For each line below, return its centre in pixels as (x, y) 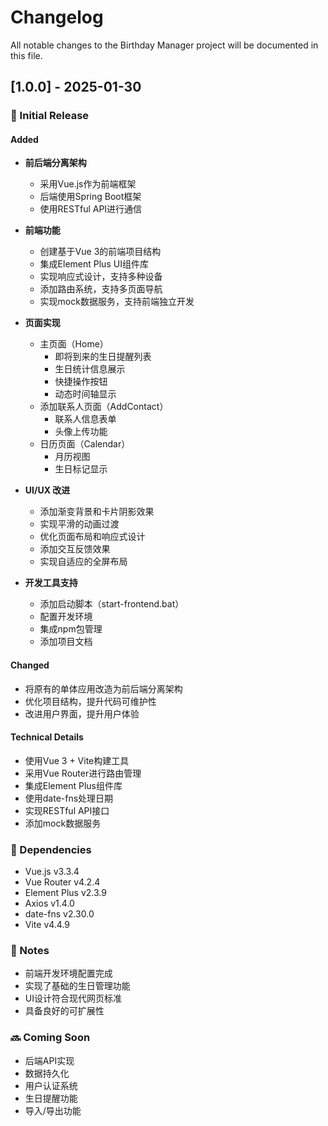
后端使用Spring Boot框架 (90, 197)
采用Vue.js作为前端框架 (88, 184)
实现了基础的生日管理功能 (77, 986)
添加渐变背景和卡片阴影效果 (97, 512)
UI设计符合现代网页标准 (73, 998)
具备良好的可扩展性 (64, 1011)
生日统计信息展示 (90, 369)
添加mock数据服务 (63, 823)
